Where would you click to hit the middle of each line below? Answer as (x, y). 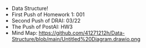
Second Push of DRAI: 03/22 (46, 21)
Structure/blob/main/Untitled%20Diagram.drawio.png (76, 39)
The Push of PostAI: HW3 (42, 27)
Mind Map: (24, 33)
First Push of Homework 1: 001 (48, 14)
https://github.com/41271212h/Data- (82, 33)
